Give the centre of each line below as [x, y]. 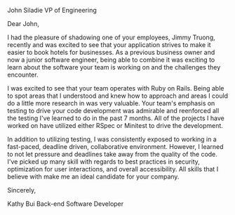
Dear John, [23, 24]
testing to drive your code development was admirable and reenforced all [113, 111]
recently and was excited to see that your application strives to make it [109, 45]
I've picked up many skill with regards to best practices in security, [103, 162]
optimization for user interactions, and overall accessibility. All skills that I [113, 169]
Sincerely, [22, 190]
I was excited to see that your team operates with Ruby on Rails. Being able [116, 88]
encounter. [23, 74]
